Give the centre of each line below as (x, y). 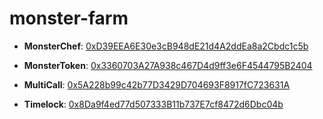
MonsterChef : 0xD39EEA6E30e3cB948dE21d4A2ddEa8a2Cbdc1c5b (166, 46)
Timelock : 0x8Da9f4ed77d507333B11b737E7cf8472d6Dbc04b (153, 104)
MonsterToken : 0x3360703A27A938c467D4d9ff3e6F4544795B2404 (168, 65)
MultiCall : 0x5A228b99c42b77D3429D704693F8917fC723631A (157, 84)
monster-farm (69, 18)
